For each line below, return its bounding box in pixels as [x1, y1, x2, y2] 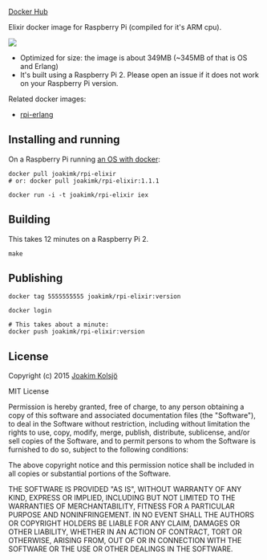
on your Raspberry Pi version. [19, 79, 119, 88]
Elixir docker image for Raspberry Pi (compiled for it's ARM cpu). [8, 22, 222, 31]
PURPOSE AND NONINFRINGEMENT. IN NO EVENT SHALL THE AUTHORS [8, 510, 255, 520]
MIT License [8, 386, 50, 396]
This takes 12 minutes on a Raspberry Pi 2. [8, 234, 149, 243]
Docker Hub [8, 7, 48, 16]
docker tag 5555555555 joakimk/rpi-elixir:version [8, 292, 181, 300]
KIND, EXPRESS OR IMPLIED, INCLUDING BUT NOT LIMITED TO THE [8, 493, 236, 503]
